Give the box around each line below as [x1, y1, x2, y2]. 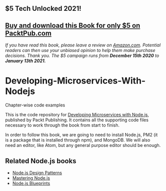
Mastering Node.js [12, 175, 51, 181]
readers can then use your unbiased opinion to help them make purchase [5, 48, 156, 53]
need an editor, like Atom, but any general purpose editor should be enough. [5, 143, 161, 148]
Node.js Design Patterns [12, 170, 62, 176]
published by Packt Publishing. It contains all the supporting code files [5, 117, 149, 123]
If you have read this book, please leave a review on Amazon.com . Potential [5, 42, 161, 48]
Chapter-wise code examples [5, 102, 65, 108]
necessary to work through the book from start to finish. [5, 122, 120, 128]
